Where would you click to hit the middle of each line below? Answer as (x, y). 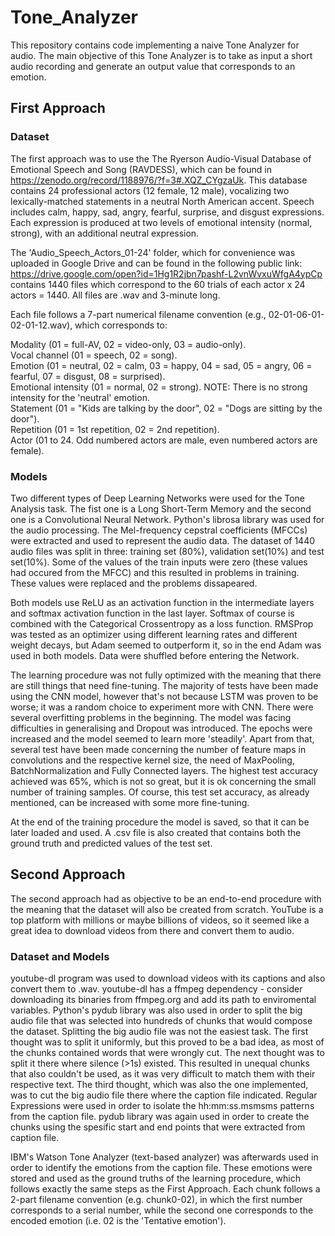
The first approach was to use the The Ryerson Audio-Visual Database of (161, 158)
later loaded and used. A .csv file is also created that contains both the (156, 832)
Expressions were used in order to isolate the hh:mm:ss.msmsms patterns (162, 1106)
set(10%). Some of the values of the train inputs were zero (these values (159, 562)
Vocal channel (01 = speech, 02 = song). (94, 355)
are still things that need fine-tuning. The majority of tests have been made (164, 685)
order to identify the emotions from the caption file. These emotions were (161, 1168)
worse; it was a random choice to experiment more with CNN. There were (162, 707)
